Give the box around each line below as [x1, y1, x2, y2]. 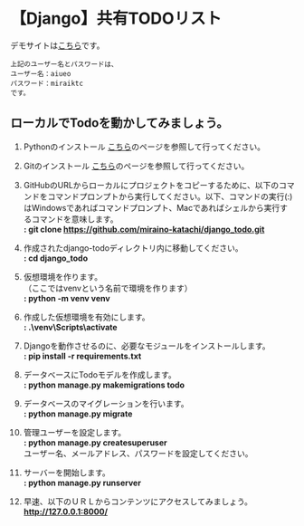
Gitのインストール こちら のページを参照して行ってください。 [23, 160, 250, 171]
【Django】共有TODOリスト [10, 8, 223, 29]
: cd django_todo [23, 253, 89, 263]
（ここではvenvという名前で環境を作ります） [23, 282, 193, 293]
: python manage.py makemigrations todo [23, 379, 185, 390]
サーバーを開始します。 [23, 467, 111, 478]
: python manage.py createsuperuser [23, 436, 167, 448]
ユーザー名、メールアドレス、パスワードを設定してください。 [23, 447, 253, 458]
